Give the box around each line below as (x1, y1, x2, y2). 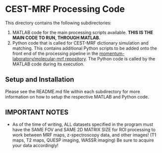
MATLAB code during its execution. (12, 61, 85, 67)
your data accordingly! (12, 142, 58, 148)
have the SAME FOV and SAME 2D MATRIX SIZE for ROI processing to (12, 126, 156, 132)
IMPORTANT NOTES (5, 108, 68, 117)
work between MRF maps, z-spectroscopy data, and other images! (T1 (12, 132, 157, 138)
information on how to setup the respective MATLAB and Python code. (5, 94, 150, 100)
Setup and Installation (5, 75, 74, 84)
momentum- (99, 51, 125, 56)
